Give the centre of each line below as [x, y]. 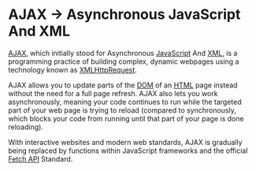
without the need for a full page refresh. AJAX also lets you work [113, 93]
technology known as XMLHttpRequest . [73, 69]
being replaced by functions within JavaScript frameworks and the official [128, 151]
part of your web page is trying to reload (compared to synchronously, [122, 110]
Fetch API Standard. [41, 158]
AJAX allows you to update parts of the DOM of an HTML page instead [123, 85]
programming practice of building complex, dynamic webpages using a [124, 61]
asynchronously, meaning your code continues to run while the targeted [125, 102]
